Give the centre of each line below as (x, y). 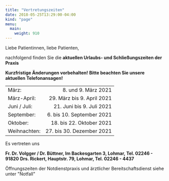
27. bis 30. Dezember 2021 (79, 131)
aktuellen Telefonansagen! (34, 78)
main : (16, 29)
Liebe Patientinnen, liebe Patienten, (42, 48)
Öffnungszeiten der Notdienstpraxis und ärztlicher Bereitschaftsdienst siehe (85, 168)
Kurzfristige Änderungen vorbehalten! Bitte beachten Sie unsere (75, 73)
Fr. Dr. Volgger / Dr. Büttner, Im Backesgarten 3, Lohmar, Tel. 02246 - (79, 153)
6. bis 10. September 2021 (79, 115)
